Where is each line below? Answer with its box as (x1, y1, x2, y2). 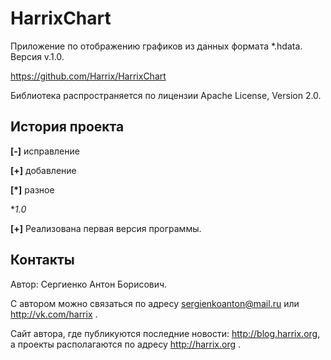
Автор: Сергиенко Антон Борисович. (10, 278, 168, 290)
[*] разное (10, 183, 55, 196)
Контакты (10, 252, 75, 269)
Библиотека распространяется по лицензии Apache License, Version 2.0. (10, 89, 322, 101)
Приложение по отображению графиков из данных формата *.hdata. (10, 40, 303, 52)
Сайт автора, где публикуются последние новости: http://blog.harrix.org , (10, 327, 321, 339)
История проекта (10, 118, 125, 136)
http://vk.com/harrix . (10, 308, 98, 320)
